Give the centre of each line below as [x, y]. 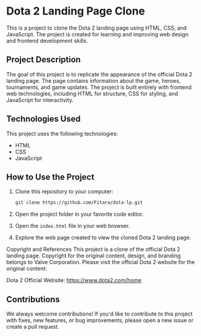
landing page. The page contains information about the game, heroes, [94, 80]
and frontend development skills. [47, 40]
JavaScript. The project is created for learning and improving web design [97, 34]
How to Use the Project [51, 177]
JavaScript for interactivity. [40, 100]
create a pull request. [33, 327]
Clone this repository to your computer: [64, 192]
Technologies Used [43, 119]
